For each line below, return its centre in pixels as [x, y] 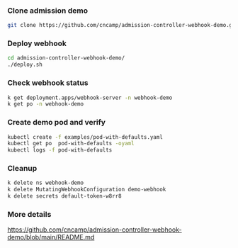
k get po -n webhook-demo [45, 104]
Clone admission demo [48, 11]
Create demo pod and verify [57, 123]
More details [29, 215]
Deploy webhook [37, 43]
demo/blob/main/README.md [51, 237]
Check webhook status [48, 83]
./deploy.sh [25, 65]
